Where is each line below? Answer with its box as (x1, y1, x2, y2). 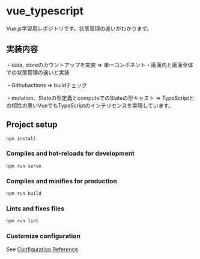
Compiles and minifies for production (6, 177, 117, 185)
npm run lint (6, 218, 39, 224)
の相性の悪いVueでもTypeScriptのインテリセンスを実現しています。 (6, 102, 174, 109)
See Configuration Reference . (6, 245, 80, 253)
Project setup (6, 120, 58, 130)
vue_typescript (6, 4, 84, 18)
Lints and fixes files (6, 204, 65, 213)
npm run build (6, 190, 42, 197)
